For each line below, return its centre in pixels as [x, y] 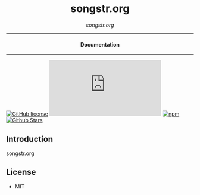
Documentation [100, 44]
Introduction [30, 139]
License [21, 172]
